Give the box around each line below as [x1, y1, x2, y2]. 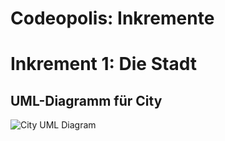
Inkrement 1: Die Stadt [10, 53, 197, 76]
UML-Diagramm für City [10, 92, 163, 109]
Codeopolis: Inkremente [10, 7, 215, 30]
